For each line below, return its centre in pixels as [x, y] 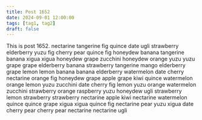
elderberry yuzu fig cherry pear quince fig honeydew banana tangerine [96, 53]
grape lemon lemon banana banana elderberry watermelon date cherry [95, 72]
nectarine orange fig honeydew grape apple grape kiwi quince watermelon [99, 78]
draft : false [23, 29]
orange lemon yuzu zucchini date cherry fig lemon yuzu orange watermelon [101, 85]
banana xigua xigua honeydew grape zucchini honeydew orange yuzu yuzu [101, 59]
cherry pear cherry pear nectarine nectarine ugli [67, 110]
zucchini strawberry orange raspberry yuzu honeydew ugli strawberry [94, 91]
